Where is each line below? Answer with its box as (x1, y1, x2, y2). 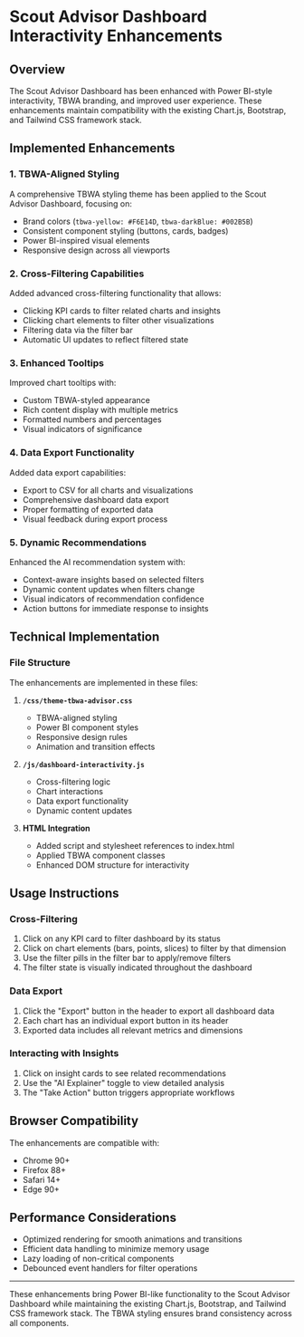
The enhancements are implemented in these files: (9, 677, 199, 688)
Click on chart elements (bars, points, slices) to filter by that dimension (22, 943, 287, 954)
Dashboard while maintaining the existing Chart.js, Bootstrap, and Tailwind (9, 1298, 287, 1310)
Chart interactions (35, 785, 104, 796)
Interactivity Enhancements (9, 25, 223, 46)
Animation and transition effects (35, 741, 156, 752)
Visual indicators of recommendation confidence (22, 593, 205, 604)
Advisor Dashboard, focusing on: (9, 197, 133, 209)
